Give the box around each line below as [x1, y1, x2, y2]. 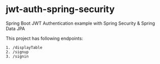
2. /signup [6, 49, 29, 54]
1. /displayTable [6, 45, 43, 50]
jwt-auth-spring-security [6, 4, 115, 15]
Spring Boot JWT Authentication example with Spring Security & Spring [6, 20, 155, 26]
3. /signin [6, 54, 29, 59]
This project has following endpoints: [6, 35, 83, 41]
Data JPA [6, 25, 25, 31]
